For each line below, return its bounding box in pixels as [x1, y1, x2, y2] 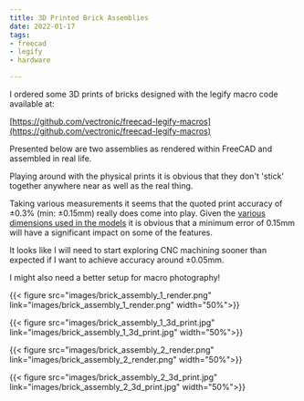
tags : [9, 30, 30, 39]
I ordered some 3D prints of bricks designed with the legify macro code [9, 88, 278, 99]
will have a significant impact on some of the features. [9, 227, 213, 238]
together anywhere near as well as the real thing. [9, 180, 194, 191]
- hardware [9, 56, 51, 65]
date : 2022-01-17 [9, 22, 76, 31]
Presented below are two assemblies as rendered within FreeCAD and [9, 143, 272, 154]
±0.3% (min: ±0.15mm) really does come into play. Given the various [9, 208, 267, 219]
